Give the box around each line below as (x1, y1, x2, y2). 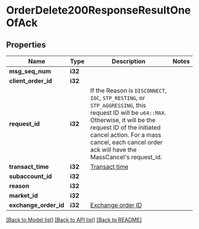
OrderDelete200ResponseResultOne (6, 4, 191, 17)
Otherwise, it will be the (90, 116, 156, 124)
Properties (6, 40, 46, 50)
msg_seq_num (9, 67, 52, 75)
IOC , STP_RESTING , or (90, 94, 145, 102)
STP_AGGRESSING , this (90, 101, 146, 109)
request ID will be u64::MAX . (90, 109, 166, 117)
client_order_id (9, 77, 52, 85)
